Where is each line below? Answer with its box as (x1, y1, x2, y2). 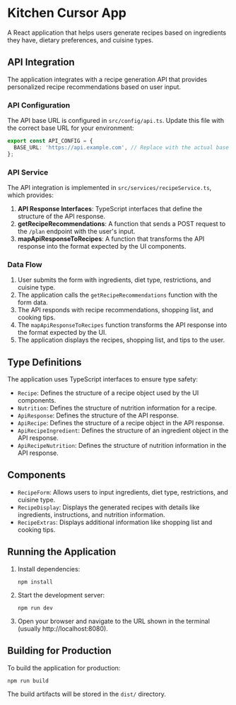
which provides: (7, 191, 54, 199)
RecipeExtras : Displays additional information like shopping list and (17, 518, 213, 526)
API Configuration (7, 100, 71, 110)
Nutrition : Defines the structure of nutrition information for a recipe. (17, 404, 217, 413)
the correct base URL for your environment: (7, 124, 134, 132)
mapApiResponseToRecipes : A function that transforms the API (17, 235, 205, 243)
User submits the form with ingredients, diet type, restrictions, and (17, 276, 211, 284)
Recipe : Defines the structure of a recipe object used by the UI (17, 389, 199, 397)
